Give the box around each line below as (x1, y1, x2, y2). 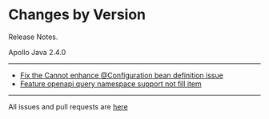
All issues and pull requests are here (8, 101, 128, 111)
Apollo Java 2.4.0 (8, 47, 66, 57)
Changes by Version (8, 6, 147, 24)
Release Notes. (8, 32, 58, 42)
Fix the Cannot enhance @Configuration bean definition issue (19, 70, 224, 80)
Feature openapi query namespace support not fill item (19, 78, 202, 89)
